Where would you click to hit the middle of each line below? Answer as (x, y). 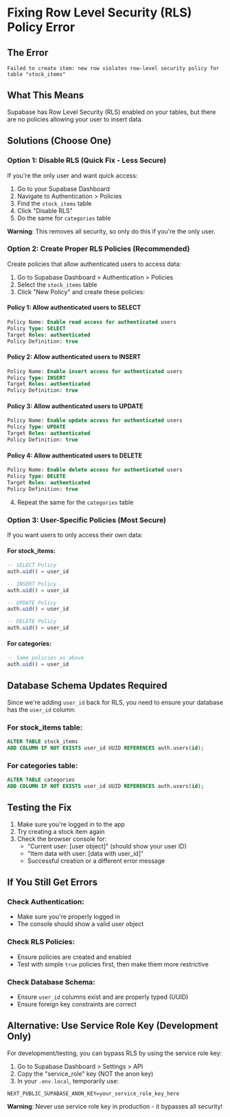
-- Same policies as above (46, 658)
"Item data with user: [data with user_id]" (85, 853)
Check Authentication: (46, 902)
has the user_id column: (42, 710)
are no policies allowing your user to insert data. (75, 119)
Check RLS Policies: (41, 942)
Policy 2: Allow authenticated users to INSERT (74, 357)
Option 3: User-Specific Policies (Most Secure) (87, 520)
